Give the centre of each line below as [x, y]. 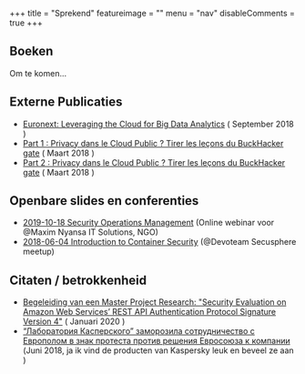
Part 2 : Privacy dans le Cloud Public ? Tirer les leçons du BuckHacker [154, 162]
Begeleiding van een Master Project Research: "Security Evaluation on [154, 302]
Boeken [31, 51]
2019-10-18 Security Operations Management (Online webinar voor [148, 223]
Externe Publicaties [66, 102]
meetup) [38, 252]
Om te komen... [38, 73]
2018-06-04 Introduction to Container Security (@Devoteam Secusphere [159, 242]
